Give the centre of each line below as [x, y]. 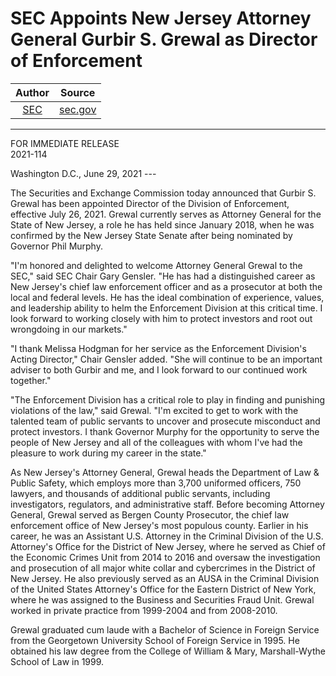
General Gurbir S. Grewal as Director [164, 39]
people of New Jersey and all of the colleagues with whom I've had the [156, 442]
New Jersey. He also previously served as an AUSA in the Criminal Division [165, 578]
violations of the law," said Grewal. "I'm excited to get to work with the [154, 410]
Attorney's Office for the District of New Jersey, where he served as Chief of [168, 546]
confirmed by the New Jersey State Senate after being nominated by [151, 235]
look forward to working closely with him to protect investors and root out [161, 318]
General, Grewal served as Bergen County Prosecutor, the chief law [150, 514]
